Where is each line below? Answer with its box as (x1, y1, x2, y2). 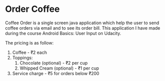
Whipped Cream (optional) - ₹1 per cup (19, 65, 99, 71)
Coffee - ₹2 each (12, 49, 47, 55)
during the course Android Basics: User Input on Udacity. (5, 30, 122, 36)
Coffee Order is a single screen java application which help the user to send (5, 20, 160, 26)
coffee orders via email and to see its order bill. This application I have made (5, 25, 161, 31)
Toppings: (12, 54, 33, 60)
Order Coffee (5, 3, 60, 15)
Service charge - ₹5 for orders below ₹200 (12, 70, 100, 76)
